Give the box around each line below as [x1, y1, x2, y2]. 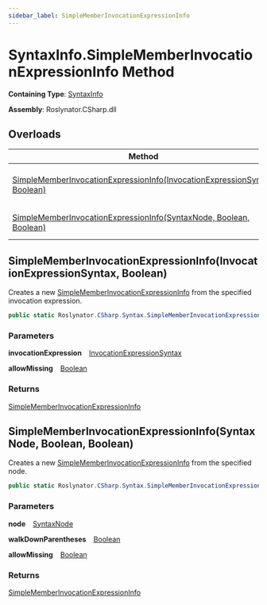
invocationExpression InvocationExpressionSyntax [8, 348, 182, 358]
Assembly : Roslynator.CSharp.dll [8, 104, 117, 114]
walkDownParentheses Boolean [8, 534, 121, 544]
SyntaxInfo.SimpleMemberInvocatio [8, 45, 253, 64]
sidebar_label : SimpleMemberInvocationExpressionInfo [8, 11, 191, 20]
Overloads [8, 127, 61, 141]
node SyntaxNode [8, 518, 74, 529]
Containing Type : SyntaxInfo [8, 89, 103, 99]
